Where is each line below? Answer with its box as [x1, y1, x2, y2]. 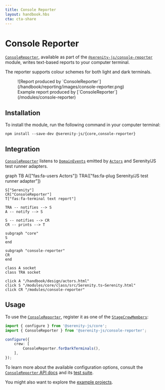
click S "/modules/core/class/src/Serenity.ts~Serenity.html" [5, 283, 136, 288]
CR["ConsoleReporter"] [5, 192, 52, 197]
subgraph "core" [5, 231, 39, 236]
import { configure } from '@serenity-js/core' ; [5, 323, 107, 328]
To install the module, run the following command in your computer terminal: [5, 122, 161, 128]
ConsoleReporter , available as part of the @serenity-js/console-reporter [5, 54, 153, 60]
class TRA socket [5, 270, 41, 275]
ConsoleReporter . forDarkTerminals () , [23, 346, 100, 351]
